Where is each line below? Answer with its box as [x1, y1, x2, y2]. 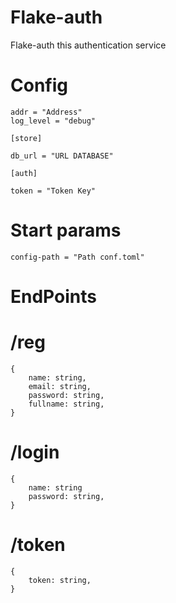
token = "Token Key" [10, 186, 97, 196]
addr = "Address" [10, 107, 83, 117]
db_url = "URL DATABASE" [10, 151, 114, 161]
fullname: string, [28, 399, 105, 409]
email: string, [28, 381, 92, 391]
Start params [10, 219, 122, 242]
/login [10, 441, 60, 464]
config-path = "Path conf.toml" [10, 252, 145, 262]
